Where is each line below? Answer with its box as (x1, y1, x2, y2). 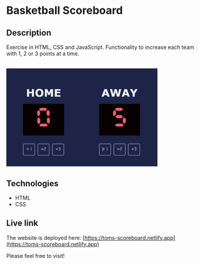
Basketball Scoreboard (6, 4, 123, 17)
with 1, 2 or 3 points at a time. (6, 50, 80, 57)
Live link (6, 218, 38, 228)
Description (6, 28, 51, 38)
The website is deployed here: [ (6, 234, 85, 241)
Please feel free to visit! (6, 252, 65, 259)
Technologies (6, 178, 59, 189)
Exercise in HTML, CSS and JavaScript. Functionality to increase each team (6, 43, 195, 51)
